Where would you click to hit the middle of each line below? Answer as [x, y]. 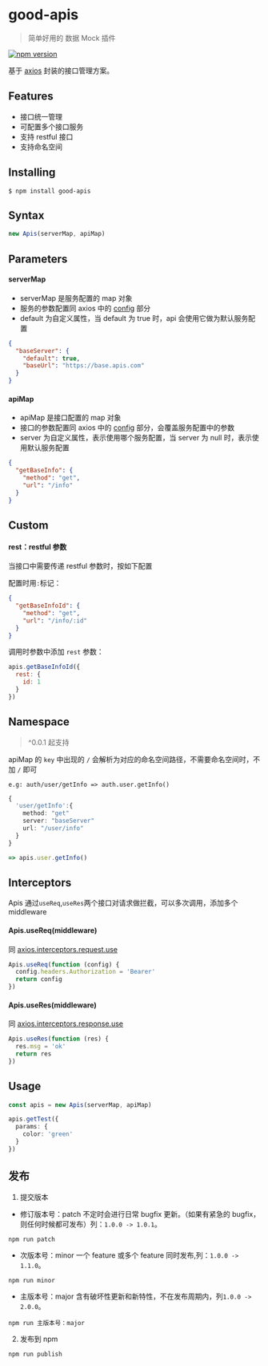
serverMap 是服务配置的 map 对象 [76, 298]
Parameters [38, 259]
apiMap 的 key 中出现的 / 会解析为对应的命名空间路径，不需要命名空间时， [131, 759]
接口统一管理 [41, 116]
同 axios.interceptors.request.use [63, 949]
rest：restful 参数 [38, 546]
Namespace [39, 722]
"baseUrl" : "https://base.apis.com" [84, 366]
